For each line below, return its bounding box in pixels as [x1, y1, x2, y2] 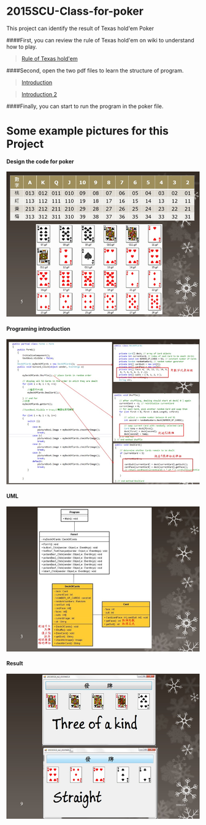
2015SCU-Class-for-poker [6, 4, 144, 18]
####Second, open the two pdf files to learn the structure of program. [6, 66, 184, 74]
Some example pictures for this [6, 124, 169, 138]
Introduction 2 [21, 90, 57, 98]
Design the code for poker [6, 158, 74, 165]
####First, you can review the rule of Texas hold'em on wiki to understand [6, 36, 194, 44]
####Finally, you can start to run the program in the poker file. [6, 103, 164, 110]
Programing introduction [6, 325, 71, 332]
